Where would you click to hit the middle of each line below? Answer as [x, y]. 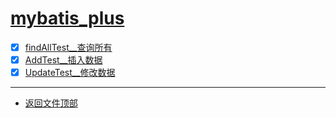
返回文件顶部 [51, 103]
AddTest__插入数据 [63, 60]
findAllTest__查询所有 [68, 47]
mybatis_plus [67, 18]
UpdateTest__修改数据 [70, 73]
